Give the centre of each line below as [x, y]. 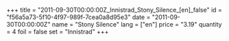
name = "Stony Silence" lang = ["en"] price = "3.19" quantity [137, 24]
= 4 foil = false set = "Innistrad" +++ [58, 31]
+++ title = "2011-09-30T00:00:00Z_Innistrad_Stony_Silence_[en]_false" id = [114, 10]
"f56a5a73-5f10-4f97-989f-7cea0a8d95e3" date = [79, 17]
